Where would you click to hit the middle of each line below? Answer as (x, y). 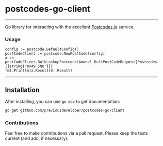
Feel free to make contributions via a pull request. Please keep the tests (76, 133)
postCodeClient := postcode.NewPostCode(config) (55, 54)
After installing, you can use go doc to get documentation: (63, 102)
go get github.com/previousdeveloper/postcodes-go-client (65, 110)
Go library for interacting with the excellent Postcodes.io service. (70, 27)
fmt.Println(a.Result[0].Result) (39, 71)
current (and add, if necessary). (37, 138)
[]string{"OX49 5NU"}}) (29, 66)
